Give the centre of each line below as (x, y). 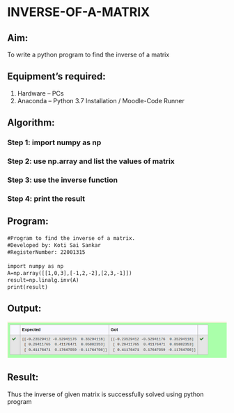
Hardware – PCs (40, 93)
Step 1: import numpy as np (54, 142)
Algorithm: (31, 123)
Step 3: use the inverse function (63, 180)
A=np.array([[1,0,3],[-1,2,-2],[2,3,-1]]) (70, 273)
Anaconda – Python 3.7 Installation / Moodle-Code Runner (101, 100)
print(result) (28, 287)
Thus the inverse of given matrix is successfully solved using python (106, 394)
